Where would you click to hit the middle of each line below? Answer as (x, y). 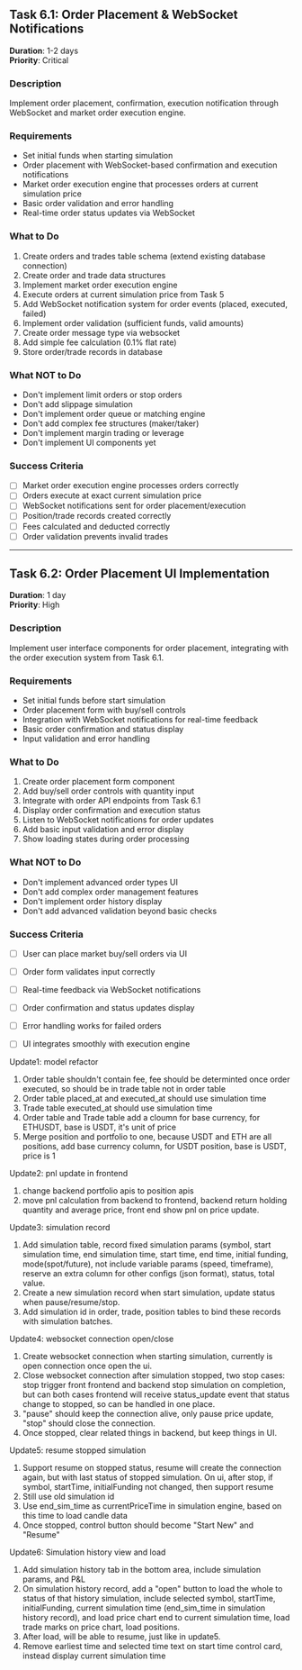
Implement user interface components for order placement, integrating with (149, 648)
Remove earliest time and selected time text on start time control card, (152, 1647)
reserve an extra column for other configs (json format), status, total (149, 1274)
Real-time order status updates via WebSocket (108, 213)
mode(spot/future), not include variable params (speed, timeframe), (148, 1264)
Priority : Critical (39, 60)
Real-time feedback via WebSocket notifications (111, 990)
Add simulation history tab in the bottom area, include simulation (142, 1570)
